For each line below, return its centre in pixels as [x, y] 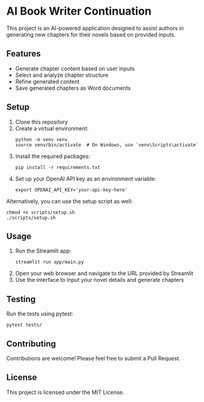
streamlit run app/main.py [49, 262]
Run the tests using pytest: [40, 314]
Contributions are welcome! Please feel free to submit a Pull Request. [93, 358]
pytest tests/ [24, 325]
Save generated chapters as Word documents [73, 88]
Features [24, 54]
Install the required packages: [53, 156]
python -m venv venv [41, 139]
